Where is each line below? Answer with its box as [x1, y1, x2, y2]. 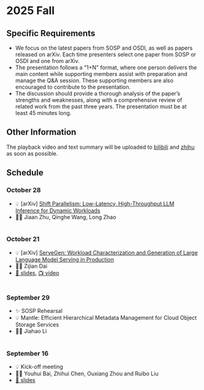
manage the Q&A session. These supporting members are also [15, 77, 173, 84]
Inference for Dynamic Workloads [15, 206, 100, 214]
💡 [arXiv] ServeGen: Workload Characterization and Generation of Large [15, 249, 198, 256]
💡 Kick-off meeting [15, 363, 63, 370]
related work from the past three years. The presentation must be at [15, 103, 187, 110]
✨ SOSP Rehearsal [15, 307, 63, 315]
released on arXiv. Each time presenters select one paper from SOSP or [15, 51, 197, 58]
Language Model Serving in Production [15, 255, 115, 263]
